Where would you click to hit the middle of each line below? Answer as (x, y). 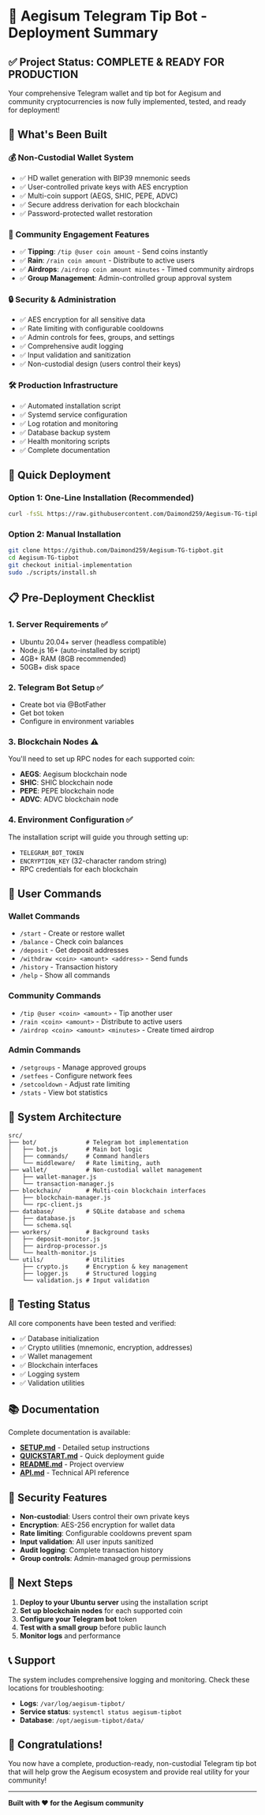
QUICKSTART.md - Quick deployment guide (92, 1456)
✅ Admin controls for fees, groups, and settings (97, 338)
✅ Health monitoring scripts (65, 441)
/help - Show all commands (65, 975)
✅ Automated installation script (70, 405)
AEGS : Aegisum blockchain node (73, 774)
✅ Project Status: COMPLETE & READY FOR (116, 62)
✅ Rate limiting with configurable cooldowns (91, 329)
